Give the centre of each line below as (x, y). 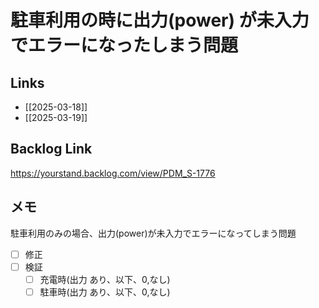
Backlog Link (51, 149)
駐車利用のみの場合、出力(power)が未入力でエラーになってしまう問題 (153, 233)
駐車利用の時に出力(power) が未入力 (160, 20)
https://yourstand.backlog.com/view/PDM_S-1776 (113, 173)
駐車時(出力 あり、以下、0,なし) (105, 292)
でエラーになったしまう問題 (124, 45)
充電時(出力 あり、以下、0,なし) (105, 279)
